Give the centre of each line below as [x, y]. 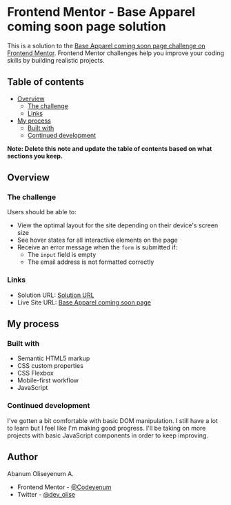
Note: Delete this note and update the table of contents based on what [110, 148]
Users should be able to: [42, 212]
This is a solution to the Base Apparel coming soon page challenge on [106, 45]
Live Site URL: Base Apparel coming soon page [84, 302]
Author [22, 457]
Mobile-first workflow [48, 380]
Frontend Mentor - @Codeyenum [64, 487]
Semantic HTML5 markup [53, 358]
